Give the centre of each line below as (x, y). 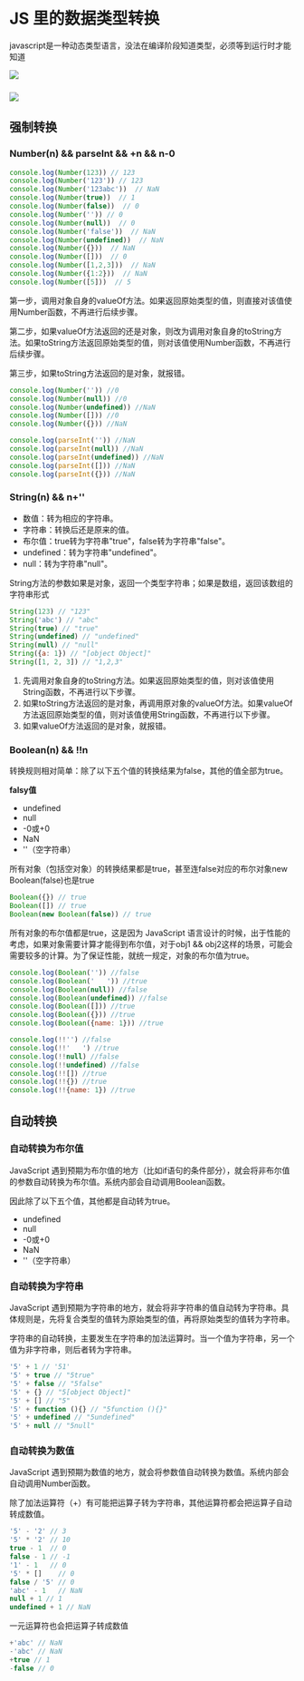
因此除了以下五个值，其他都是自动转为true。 (92, 1201)
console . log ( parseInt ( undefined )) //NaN (87, 457)
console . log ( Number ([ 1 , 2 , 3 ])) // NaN (82, 265)
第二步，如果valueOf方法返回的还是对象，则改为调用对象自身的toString (142, 331)
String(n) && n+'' (47, 497)
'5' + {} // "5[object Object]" (70, 1392)
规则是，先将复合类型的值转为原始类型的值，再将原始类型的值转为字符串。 (156, 1319)
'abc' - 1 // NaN (46, 1590)
